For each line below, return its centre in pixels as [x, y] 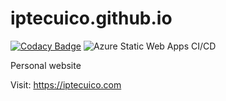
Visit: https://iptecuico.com [66, 84]
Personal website [46, 65]
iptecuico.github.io [91, 18]
